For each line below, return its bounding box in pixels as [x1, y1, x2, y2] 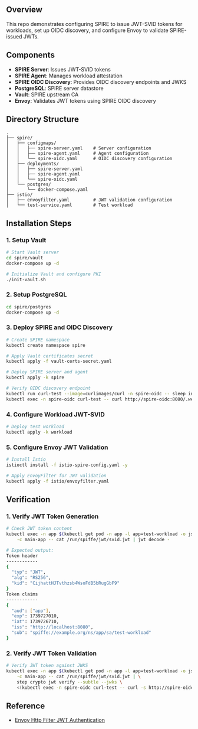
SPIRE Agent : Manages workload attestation [14, 72, 123, 79]
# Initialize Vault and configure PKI [6, 271, 101, 277]
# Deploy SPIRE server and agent [6, 369, 88, 375]
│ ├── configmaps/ [6, 140, 57, 147]
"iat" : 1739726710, [11, 619, 60, 625]
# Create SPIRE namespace [6, 337, 70, 343]
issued [6, 32, 22, 40]
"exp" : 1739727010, [11, 613, 60, 619]
